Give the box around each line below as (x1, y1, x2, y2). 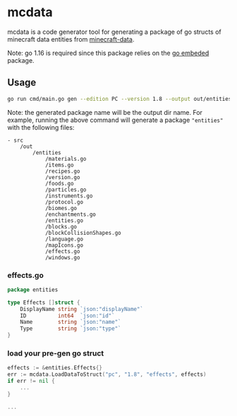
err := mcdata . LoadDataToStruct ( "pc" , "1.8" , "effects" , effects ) (7, 371, 207, 378)
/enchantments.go (44, 211, 97, 218)
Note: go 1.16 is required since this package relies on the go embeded (7, 49, 209, 57)
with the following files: (7, 123, 75, 131)
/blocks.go (44, 223, 78, 230)
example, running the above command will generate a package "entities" (7, 116, 224, 124)
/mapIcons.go (44, 241, 83, 249)
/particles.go (44, 186, 87, 193)
